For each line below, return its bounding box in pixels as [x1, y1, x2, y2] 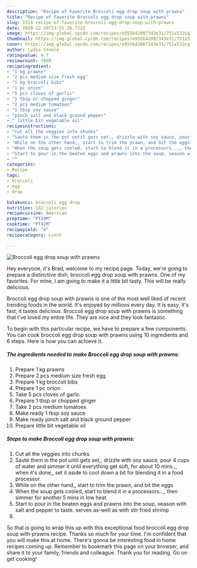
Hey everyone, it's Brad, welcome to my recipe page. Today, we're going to [6, 265, 188, 272]
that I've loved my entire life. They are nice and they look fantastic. [6, 314, 167, 321]
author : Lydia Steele [6, 47, 60, 53]
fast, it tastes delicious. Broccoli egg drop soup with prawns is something [6, 307, 183, 314]
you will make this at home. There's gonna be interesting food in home [6, 536, 176, 543]
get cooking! [6, 555, 37, 562]
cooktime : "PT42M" [6, 221, 51, 227]
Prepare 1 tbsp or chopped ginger [15, 397, 96, 404]
